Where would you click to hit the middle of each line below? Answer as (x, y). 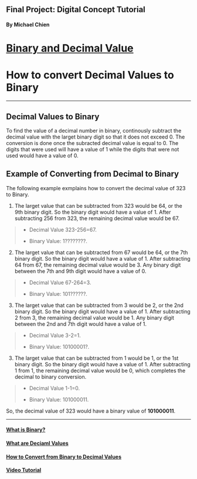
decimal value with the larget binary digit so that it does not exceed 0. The (96, 137)
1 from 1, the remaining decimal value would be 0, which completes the (100, 370)
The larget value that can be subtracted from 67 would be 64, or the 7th (101, 252)
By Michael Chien (28, 24)
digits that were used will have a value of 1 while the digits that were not (93, 149)
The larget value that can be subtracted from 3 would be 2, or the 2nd (99, 305)
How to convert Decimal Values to (90, 75)
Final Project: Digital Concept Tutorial (76, 10)
